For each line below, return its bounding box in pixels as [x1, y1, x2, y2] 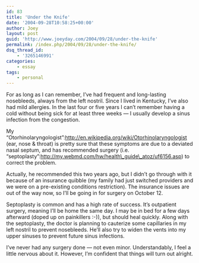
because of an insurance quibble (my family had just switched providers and [6, 177, 194, 184]
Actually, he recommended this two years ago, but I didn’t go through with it [6, 171, 192, 178]
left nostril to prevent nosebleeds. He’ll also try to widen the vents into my [6, 226, 186, 233]
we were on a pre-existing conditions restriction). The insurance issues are [6, 183, 189, 190]
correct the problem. [6, 159, 56, 166]
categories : [6, 58, 36, 64]
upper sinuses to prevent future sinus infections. [6, 232, 125, 240]
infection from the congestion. [6, 116, 80, 123]
